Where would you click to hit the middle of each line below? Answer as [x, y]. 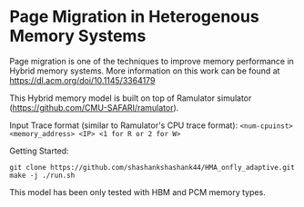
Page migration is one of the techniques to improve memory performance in [152, 61]
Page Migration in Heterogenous [134, 17]
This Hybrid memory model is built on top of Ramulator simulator [131, 98]
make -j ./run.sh [42, 175]
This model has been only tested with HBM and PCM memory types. [137, 192]
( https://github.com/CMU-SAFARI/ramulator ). [94, 107]
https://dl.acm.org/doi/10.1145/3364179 [82, 80]
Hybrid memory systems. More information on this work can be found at [145, 71]
